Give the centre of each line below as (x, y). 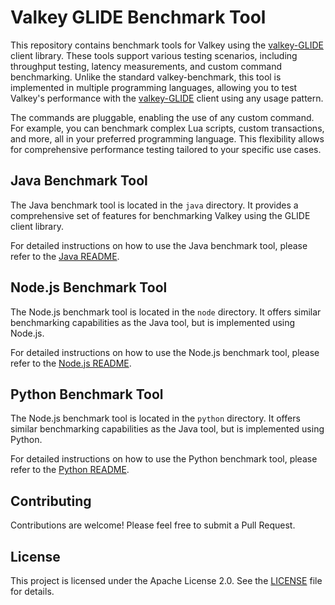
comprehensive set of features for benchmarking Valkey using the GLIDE (160, 215)
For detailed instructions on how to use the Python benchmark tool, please (164, 459)
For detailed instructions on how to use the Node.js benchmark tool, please (165, 352)
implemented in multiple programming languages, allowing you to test (154, 87)
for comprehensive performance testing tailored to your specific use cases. (166, 149)
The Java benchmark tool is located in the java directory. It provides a (154, 205)
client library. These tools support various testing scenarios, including (154, 55)
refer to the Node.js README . (71, 363)
